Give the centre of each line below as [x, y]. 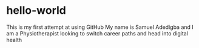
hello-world [36, 10]
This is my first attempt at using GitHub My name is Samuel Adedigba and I [100, 27]
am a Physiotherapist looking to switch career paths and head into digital [97, 33]
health [14, 40]
